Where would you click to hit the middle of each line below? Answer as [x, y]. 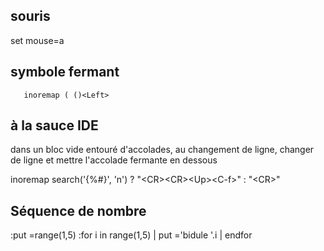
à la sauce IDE [54, 125]
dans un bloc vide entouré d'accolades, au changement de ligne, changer [162, 150]
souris [30, 16]
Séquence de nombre [78, 210]
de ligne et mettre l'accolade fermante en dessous [114, 160]
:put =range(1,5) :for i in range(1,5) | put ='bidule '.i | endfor [131, 235]
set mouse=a [37, 40]
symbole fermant [65, 72]
